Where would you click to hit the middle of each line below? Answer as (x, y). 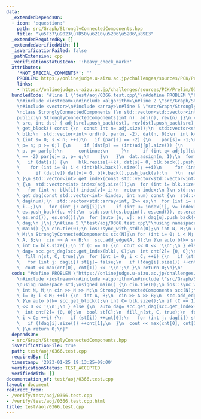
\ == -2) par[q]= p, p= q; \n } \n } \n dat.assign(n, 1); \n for (106, 156)
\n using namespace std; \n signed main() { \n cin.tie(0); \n (91, 284)
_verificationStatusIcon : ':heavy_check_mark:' (72, 62)
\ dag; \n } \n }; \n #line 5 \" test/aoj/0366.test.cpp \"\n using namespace (107, 223)
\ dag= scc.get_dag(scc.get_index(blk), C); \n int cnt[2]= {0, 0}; (104, 251)
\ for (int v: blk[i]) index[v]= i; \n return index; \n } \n (96, 190)
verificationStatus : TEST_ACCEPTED (56, 368)
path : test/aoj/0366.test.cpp (49, 351)
